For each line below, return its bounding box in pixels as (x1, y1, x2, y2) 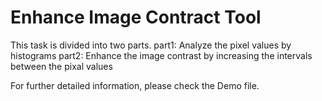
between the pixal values (10, 60, 113, 72)
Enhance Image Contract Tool (10, 6, 262, 29)
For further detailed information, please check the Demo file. (10, 79, 260, 91)
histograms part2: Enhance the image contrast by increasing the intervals (10, 49, 313, 61)
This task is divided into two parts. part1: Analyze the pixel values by (10, 39, 292, 51)
